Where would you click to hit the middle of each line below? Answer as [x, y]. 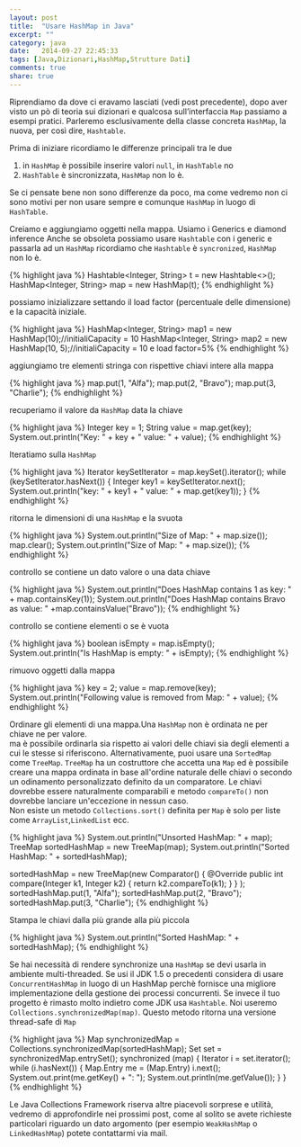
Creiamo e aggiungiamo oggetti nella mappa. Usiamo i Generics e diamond [148, 229]
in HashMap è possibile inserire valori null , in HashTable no [128, 165]
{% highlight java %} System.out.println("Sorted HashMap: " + [124, 937]
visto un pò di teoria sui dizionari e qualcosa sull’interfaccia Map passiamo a [148, 111]
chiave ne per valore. [49, 733]
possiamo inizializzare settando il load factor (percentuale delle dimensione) [150, 301]
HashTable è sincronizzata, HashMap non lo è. [103, 175]
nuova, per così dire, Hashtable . [67, 130]
